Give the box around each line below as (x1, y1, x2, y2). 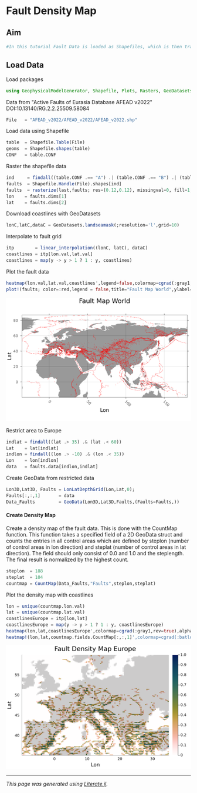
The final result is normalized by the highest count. (6, 556, 129, 563)
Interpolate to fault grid (6, 233, 62, 240)
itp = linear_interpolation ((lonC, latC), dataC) (6, 245, 148, 251)
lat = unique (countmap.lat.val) (6, 609, 85, 615)
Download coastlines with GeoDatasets (6, 210, 101, 217)
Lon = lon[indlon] (6, 458, 59, 464)
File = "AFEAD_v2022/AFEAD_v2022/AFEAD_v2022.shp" (6, 116, 138, 123)
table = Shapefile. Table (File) (6, 139, 85, 145)
